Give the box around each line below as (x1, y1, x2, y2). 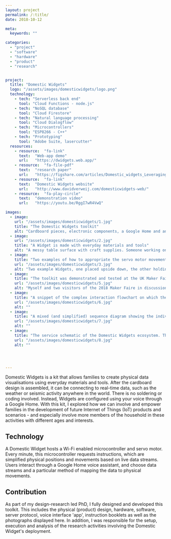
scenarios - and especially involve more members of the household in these (5, 412, 164, 418)
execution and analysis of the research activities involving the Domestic (5, 523, 156, 529)
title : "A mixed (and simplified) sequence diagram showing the (14, 314, 154, 319)
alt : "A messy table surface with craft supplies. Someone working (14, 248, 160, 253)
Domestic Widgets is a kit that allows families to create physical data (5, 374, 149, 380)
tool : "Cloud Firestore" (18, 111, 72, 116)
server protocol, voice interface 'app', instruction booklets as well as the (5, 512, 157, 518)
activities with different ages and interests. (5, 417, 95, 423)
